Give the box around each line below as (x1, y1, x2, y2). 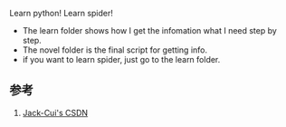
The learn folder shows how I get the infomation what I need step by (22, 25, 278, 35)
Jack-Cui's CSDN (22, 107, 89, 118)
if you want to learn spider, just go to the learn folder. (22, 54, 221, 64)
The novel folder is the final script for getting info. (22, 44, 208, 55)
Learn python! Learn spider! (9, 8, 113, 18)
